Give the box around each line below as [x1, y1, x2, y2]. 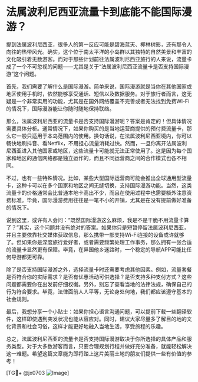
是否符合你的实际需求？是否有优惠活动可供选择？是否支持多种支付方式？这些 [6, 273, 192, 280]
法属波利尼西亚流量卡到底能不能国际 [6, 5, 182, 19]
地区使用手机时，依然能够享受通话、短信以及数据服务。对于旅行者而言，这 [6, 90, 187, 97]
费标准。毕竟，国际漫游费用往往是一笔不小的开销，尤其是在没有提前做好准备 [6, 196, 192, 204]
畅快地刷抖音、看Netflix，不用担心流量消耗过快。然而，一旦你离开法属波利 [6, 139, 187, 146]
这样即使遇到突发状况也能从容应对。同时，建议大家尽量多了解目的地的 [16, 315, 187, 322]
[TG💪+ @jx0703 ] [6, 369, 70, 376]
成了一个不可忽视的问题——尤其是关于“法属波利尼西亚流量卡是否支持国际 [6, 63, 184, 70]
